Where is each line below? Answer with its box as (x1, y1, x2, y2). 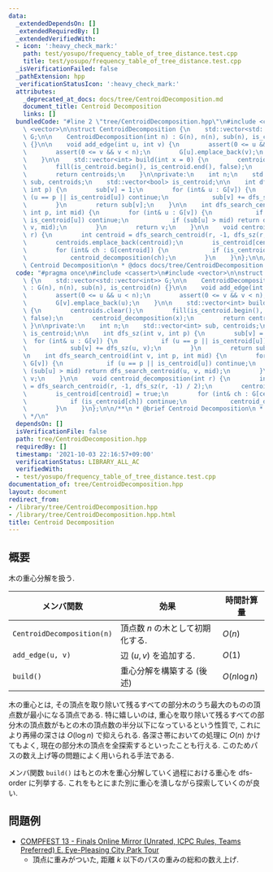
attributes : (15, 87, 57, 96)
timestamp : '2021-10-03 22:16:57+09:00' (15, 450, 154, 458)
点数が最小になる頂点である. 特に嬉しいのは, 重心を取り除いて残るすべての (8, 710, 258, 720)
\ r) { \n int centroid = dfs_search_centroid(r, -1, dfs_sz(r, (23, 231, 267, 240)
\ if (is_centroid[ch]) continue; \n (23, 397, 187, 406)
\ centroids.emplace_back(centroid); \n (23, 239, 184, 247)
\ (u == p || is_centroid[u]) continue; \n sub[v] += (23, 193, 245, 202)
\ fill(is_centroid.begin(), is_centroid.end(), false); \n (23, 163, 253, 171)
